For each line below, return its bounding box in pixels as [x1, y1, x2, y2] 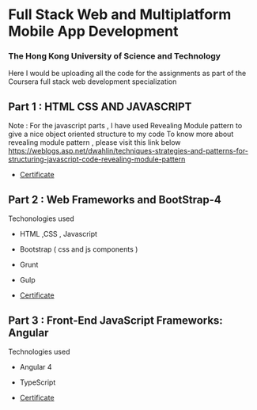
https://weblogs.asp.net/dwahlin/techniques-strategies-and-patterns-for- [8, 146, 249, 156]
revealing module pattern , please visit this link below [8, 138, 181, 147]
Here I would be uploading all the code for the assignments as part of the [8, 69, 247, 78]
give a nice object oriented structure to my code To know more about [8, 129, 234, 139]
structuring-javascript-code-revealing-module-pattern [8, 154, 186, 164]
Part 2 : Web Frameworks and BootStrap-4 [8, 192, 221, 207]
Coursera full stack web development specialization [8, 77, 177, 86]
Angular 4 [19, 362, 53, 371]
